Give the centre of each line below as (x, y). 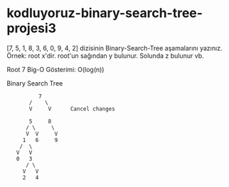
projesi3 (32, 28)
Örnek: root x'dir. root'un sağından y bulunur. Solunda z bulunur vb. (105, 56)
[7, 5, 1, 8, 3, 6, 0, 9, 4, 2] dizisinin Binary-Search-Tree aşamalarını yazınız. (114, 48)
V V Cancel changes (72, 108)
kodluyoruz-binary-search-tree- (105, 13)
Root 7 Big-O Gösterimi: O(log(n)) (55, 69)
